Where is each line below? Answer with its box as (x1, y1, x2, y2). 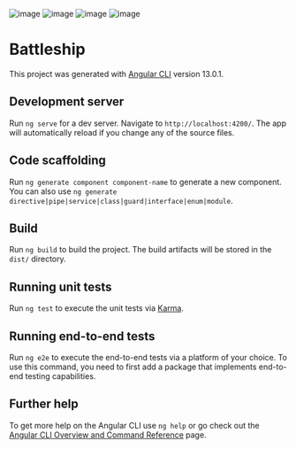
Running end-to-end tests (9, 329, 156, 344)
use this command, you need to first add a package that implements (9, 361, 257, 372)
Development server (9, 94, 125, 110)
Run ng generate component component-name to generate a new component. (9, 176, 283, 187)
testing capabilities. (25, 371, 96, 381)
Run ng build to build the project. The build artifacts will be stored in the (9, 244, 272, 255)
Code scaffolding (9, 153, 106, 168)
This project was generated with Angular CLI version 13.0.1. (9, 68, 224, 79)
